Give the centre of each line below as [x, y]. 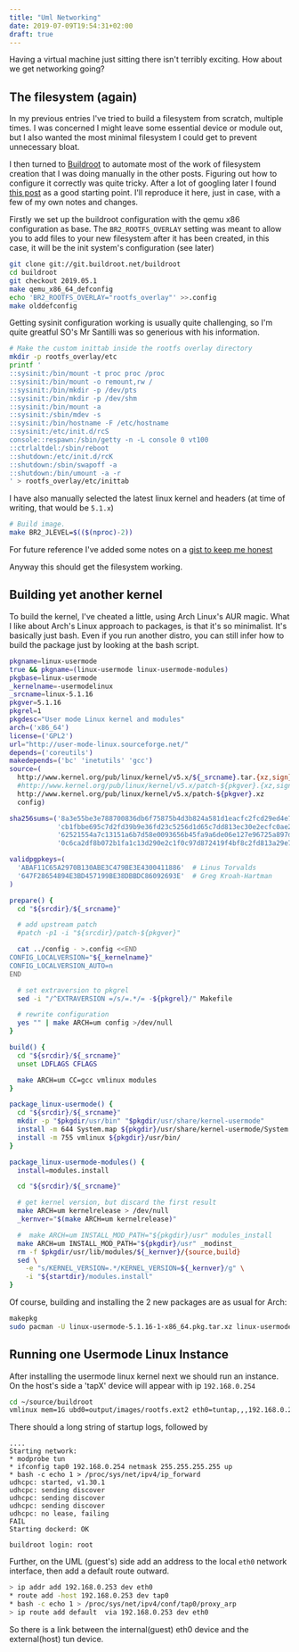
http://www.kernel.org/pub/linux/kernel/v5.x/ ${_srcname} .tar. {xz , [145, 777]
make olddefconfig [43, 306]
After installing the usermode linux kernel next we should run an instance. [144, 1376]
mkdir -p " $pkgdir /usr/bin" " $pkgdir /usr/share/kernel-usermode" [141, 1121]
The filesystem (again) [73, 97]
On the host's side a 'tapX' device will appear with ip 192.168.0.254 [133, 1385]
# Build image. [37, 524]
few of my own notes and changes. [74, 203]
